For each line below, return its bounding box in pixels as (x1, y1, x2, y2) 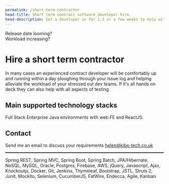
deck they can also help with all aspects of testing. (5, 86, 110, 92)
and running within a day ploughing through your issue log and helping (5, 76, 152, 82)
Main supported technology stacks (5, 101, 117, 109)
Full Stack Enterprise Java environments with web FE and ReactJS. (5, 114, 144, 120)
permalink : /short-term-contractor (5, 7, 80, 13)
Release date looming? (5, 31, 52, 37)
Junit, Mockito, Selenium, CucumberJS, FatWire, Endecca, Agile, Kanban (5, 173, 156, 179)
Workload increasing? (5, 36, 50, 42)
